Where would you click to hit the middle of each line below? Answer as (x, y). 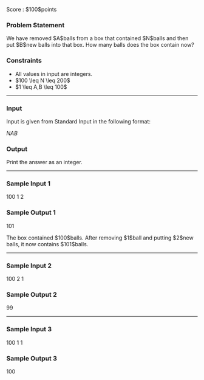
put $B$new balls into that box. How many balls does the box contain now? (100, 45)
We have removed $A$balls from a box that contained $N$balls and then (97, 38)
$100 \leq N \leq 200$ (42, 80)
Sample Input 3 (29, 330)
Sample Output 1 (31, 213)
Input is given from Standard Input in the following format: (78, 121)
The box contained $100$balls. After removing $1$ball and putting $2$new (100, 238)
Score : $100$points (32, 9)
